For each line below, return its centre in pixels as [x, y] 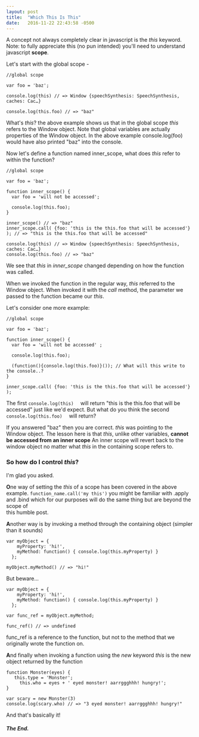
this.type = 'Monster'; [43, 677]
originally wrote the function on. [45, 643]
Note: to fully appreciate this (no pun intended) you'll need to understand [96, 46]
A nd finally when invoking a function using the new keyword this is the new [99, 655]
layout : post [22, 12]
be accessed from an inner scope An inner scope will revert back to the [95, 440]
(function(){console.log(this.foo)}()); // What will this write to [98, 366]
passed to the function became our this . [55, 296]
